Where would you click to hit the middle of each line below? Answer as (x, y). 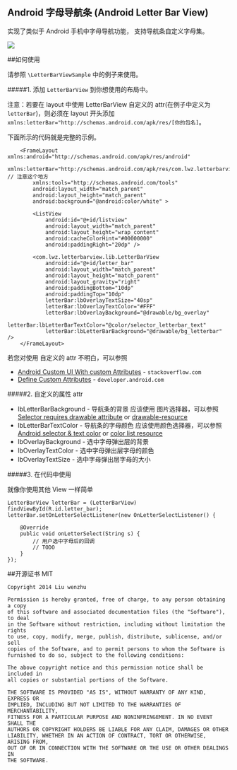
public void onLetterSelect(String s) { (80, 533)
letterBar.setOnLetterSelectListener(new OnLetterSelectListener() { (112, 515)
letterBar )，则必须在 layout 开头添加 (61, 113)
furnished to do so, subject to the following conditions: (96, 655)
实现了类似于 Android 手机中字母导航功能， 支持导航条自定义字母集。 (108, 31)
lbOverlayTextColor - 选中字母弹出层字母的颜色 (86, 450)
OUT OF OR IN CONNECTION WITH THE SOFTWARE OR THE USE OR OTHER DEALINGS (118, 748)
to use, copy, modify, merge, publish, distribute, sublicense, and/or (115, 636)
